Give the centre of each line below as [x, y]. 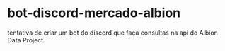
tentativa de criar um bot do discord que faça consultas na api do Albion [112, 33]
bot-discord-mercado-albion [94, 13]
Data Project [25, 40]
